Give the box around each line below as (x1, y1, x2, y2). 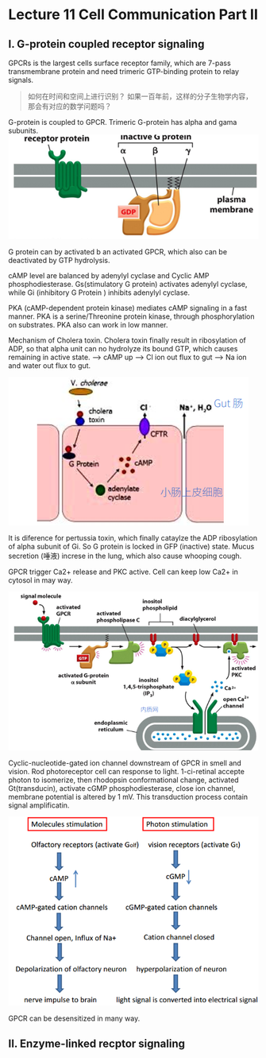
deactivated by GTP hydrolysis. (8, 255, 110, 265)
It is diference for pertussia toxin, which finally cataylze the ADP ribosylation (8, 533, 258, 542)
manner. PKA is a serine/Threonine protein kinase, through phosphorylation (8, 312, 255, 321)
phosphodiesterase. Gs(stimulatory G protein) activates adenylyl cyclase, (8, 279, 248, 289)
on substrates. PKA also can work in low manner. (8, 320, 168, 329)
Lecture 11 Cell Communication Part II (8, 6, 258, 24)
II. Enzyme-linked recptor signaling (8, 1037, 185, 1050)
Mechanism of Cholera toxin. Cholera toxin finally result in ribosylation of (8, 335, 246, 345)
